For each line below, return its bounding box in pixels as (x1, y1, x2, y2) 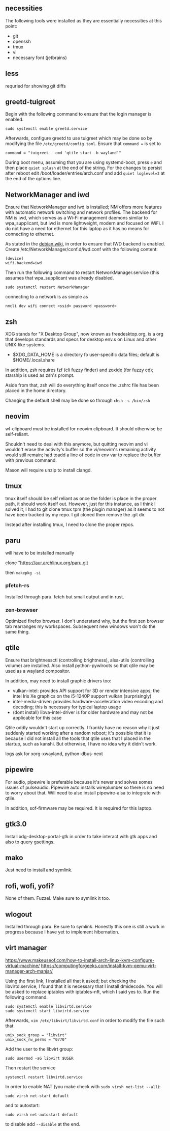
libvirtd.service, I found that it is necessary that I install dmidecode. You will (5, 983, 163, 989)
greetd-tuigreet (5, 98, 56, 106)
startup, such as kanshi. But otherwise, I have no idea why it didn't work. (5, 740, 157, 747)
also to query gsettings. (5, 839, 55, 845)
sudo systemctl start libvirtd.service (5, 1008, 90, 1013)
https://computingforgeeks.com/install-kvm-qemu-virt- (41, 962, 156, 969)
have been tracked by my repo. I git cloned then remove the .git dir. (5, 511, 146, 517)
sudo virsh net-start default (5, 1093, 70, 1098)
